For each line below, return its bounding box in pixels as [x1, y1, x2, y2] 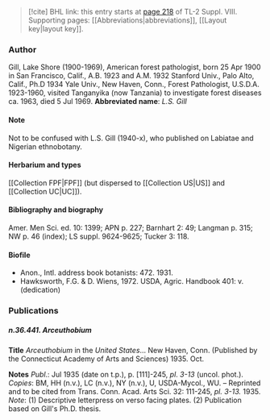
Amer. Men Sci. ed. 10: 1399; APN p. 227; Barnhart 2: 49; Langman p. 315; [8, 222, 253, 232]
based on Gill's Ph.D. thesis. [8, 404, 102, 414]
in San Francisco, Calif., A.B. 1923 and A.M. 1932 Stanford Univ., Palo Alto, [8, 71, 255, 81]
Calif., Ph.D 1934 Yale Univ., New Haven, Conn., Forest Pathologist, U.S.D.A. [8, 80, 260, 89]
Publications [8, 306, 59, 317]
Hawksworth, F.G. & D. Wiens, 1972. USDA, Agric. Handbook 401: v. [19, 277, 244, 286]
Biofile [8, 250, 31, 260]
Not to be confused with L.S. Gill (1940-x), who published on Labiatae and [8, 133, 254, 143]
